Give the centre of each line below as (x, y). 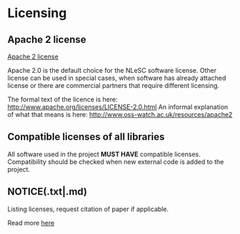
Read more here (31, 223)
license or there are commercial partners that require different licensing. (114, 86)
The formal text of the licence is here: (62, 99)
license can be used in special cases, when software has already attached (117, 78)
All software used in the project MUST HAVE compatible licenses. (104, 154)
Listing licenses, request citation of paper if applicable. (88, 209)
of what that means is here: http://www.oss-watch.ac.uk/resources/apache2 (120, 115)
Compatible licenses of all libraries (86, 137)
